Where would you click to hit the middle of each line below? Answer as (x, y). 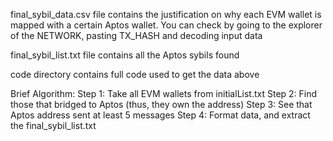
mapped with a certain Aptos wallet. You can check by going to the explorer (166, 25)
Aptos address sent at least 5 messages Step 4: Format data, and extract (160, 115)
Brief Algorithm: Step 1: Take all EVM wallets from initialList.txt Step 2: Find (164, 93)
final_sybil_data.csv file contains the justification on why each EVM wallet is (166, 14)
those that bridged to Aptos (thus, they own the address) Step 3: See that (161, 104)
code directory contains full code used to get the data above (135, 74)
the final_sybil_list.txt (53, 125)
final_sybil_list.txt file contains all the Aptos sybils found (125, 55)
